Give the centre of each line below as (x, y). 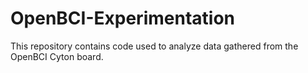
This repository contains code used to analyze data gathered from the (154, 46)
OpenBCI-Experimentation (122, 18)
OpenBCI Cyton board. (57, 56)
